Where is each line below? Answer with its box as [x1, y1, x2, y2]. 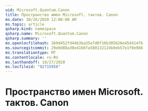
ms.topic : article [5, 21, 45, 27]
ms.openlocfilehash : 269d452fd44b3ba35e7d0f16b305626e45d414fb [5, 41, 143, 46]
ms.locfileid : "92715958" [5, 64, 60, 69]
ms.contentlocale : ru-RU [5, 54, 58, 60]
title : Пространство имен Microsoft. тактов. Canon [5, 12, 118, 17]
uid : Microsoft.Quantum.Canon [5, 7, 70, 13]
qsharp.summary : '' [5, 36, 47, 41]
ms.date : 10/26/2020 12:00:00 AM [5, 17, 77, 22]
